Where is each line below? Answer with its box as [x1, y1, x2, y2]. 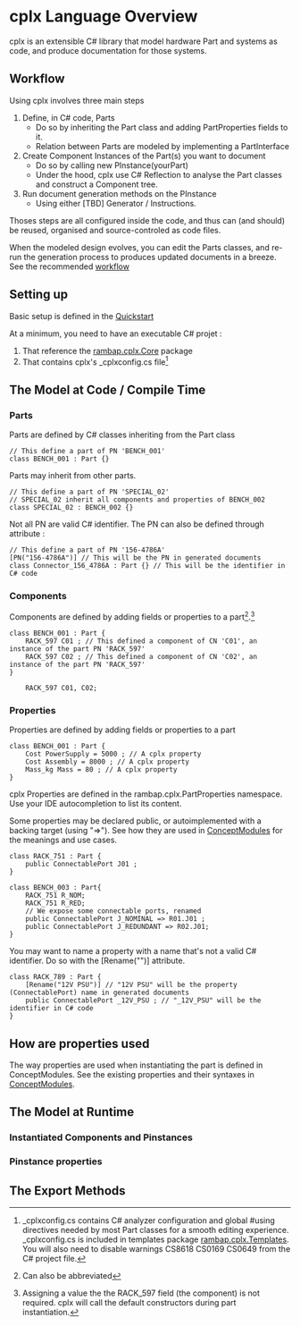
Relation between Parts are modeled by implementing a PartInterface [35, 140, 290, 151]
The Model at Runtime [9, 1104, 135, 1119]
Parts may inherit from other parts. [9, 469, 137, 480]
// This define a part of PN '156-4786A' [9, 545, 166, 554]
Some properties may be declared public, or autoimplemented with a [9, 815, 262, 826]
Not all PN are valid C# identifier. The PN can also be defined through [9, 519, 265, 529]
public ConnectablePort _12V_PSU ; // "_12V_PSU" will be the [25, 996, 262, 1005]
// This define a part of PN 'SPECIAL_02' [9, 487, 170, 496]
